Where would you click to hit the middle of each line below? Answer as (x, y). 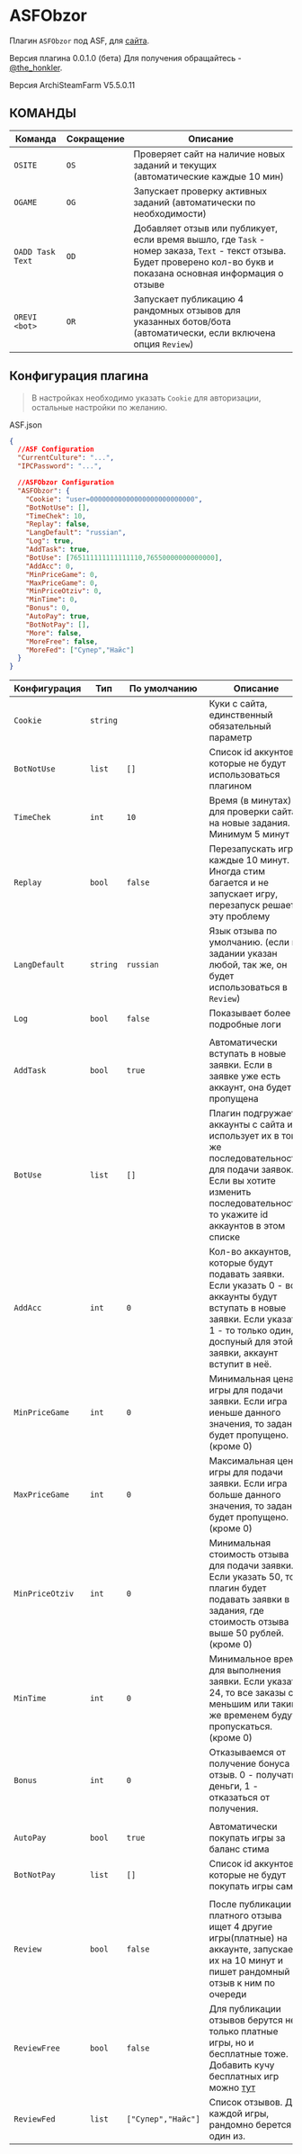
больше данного (245, 1495)
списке (225, 1237)
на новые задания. (249, 823)
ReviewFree (37, 2048)
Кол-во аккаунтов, (250, 1252)
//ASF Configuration (56, 450)
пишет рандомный (249, 1972)
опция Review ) (164, 344)
